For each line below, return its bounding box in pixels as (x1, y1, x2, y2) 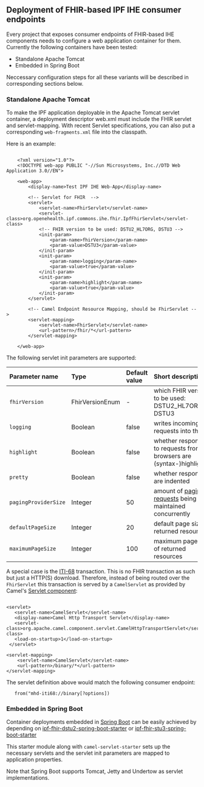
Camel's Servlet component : (6, 587, 78, 595)
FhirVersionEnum (71, 398, 120, 406)
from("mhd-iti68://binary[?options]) (14, 690, 110, 697)
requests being (154, 494, 197, 503)
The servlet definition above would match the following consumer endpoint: (6, 679, 195, 686)
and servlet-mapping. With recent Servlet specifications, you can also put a (6, 122, 195, 130)
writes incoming (154, 419, 199, 428)
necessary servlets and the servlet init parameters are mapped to (6, 749, 170, 757)
